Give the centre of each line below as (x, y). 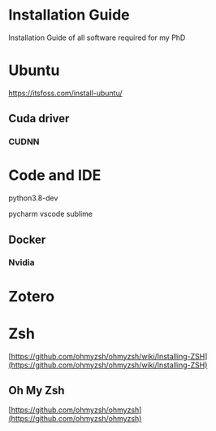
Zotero (32, 296)
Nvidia (22, 262)
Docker (27, 239)
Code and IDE (55, 176)
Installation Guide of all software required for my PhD (97, 37)
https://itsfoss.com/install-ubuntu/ (66, 93)
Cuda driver (39, 119)
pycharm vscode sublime (51, 214)
